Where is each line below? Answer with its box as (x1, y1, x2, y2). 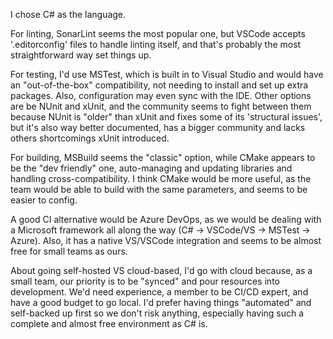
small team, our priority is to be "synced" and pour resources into (10, 275, 280, 287)
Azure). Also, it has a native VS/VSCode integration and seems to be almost (10, 235, 322, 246)
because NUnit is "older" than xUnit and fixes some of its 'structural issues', (10, 111, 323, 123)
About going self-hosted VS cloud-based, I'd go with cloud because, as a (10, 265, 313, 276)
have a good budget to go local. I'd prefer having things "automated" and (10, 297, 312, 308)
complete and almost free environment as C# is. (10, 318, 208, 329)
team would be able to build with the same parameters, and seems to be (10, 184, 308, 195)
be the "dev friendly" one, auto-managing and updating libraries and (10, 162, 293, 174)
